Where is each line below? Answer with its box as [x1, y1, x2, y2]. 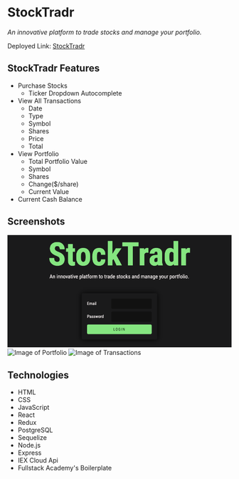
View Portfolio [17, 149, 59, 158]
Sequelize [17, 433, 48, 442]
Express [17, 448, 42, 457]
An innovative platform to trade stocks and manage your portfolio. [7, 28, 202, 36]
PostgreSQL [17, 426, 53, 435]
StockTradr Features [7, 62, 100, 75]
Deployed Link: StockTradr [7, 41, 85, 50]
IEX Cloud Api [17, 456, 58, 465]
